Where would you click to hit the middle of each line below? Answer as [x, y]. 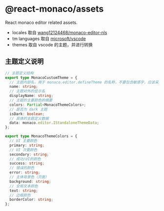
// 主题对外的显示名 [27, 91]
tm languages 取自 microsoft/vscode [49, 38]
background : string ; [30, 181]
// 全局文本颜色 [24, 186]
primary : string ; [27, 145]
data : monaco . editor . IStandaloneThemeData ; [54, 123]
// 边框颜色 [20, 195]
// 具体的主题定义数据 [29, 118]
